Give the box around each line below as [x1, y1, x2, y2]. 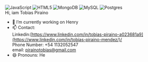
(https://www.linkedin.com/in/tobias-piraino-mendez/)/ [12, 37, 122, 42]
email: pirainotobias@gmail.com [12, 47, 76, 53]
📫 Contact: [12, 25, 35, 30]
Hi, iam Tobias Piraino [5, 10, 49, 15]
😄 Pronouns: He [12, 52, 45, 58]
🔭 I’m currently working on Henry [12, 19, 79, 25]
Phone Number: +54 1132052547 [12, 42, 79, 47]
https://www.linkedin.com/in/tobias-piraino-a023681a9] [32, 31, 144, 37]
